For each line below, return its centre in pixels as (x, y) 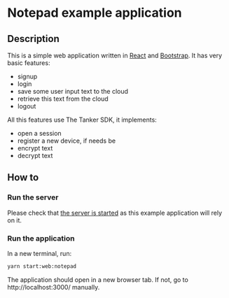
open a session (39, 133)
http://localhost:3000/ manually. (54, 287)
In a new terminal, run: (40, 253)
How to (23, 177)
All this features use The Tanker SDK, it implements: (82, 120)
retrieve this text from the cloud (63, 99)
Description (33, 39)
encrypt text (35, 148)
